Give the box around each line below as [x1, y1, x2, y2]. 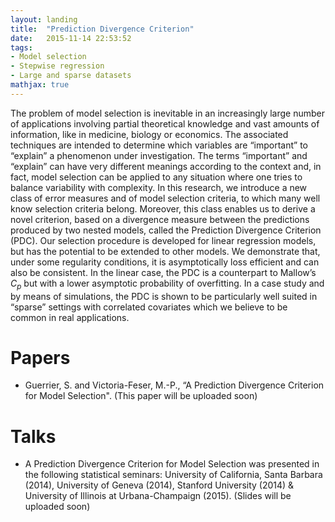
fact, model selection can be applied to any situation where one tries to [10, 171, 303, 183]
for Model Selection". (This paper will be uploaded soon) [24, 390, 258, 402]
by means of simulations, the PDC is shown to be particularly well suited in [10, 290, 318, 302]
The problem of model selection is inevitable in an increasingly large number [10, 107, 325, 119]
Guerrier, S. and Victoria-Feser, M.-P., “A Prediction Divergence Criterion [24, 379, 325, 391]
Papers [10, 346, 71, 369]
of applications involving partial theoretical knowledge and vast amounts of [10, 117, 320, 130]
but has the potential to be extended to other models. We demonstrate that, [10, 245, 321, 257]
